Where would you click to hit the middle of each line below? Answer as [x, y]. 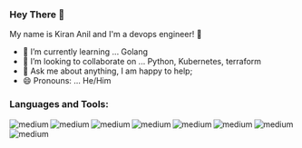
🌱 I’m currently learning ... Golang [85, 52]
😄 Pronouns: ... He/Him [67, 81]
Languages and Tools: [59, 104]
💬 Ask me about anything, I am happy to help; [107, 71]
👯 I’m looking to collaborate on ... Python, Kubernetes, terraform [141, 62]
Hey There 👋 [37, 15]
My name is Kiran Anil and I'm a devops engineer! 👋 [106, 35]
